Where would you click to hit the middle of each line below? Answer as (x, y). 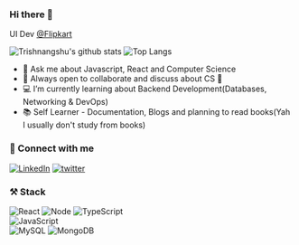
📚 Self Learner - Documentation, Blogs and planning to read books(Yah (156, 112)
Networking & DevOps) (65, 102)
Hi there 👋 (32, 14)
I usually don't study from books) (84, 125)
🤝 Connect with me (52, 148)
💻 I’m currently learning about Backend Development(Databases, (145, 89)
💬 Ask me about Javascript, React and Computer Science (129, 69)
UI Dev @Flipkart (41, 34)
